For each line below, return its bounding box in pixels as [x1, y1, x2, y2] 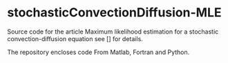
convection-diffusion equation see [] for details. [7, 34, 143, 42]
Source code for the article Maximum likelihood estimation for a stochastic [7, 27, 219, 36]
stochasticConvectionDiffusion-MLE [7, 5, 222, 21]
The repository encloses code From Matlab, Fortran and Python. [7, 48, 190, 56]
